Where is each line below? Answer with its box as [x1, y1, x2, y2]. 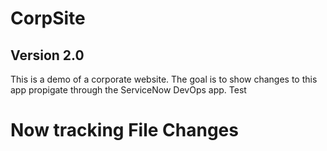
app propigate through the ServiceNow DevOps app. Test [10, 84, 247, 96]
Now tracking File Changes [10, 119, 239, 142]
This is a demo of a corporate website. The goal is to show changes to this [10, 73, 318, 85]
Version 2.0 [10, 47, 85, 64]
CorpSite [10, 7, 86, 30]
